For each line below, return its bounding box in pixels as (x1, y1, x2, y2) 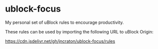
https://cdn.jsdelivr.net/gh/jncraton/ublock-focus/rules (5, 38, 115, 44)
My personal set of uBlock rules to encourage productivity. (5, 19, 124, 25)
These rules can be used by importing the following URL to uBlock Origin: (5, 29, 154, 34)
